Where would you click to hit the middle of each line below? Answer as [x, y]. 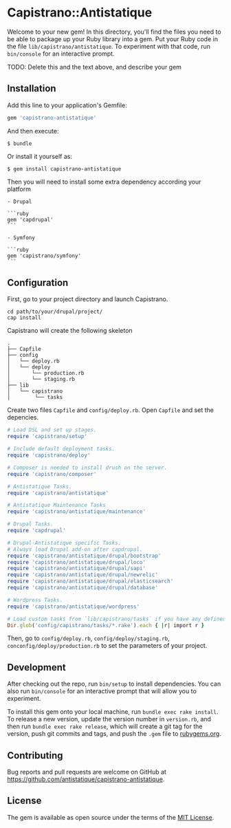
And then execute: [33, 131]
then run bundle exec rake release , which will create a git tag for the [105, 726]
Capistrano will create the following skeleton [70, 331]
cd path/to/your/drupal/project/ [55, 312]
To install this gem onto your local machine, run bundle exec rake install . [113, 712]
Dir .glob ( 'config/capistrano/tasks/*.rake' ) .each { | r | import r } [106, 625]
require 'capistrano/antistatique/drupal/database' [82, 588]
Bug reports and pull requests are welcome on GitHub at [87, 772]
